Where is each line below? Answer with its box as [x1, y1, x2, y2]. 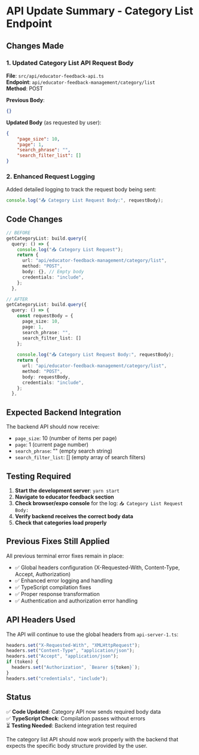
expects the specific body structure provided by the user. [6, 742, 148, 749]
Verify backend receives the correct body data [14, 512, 133, 519]
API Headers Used [6, 615, 76, 625]
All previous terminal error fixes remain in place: [6, 552, 124, 560]
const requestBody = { [17, 313, 74, 319]
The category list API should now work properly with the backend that [6, 735, 179, 742]
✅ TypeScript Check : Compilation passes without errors [6, 714, 145, 722]
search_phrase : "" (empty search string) [14, 447, 112, 455]
